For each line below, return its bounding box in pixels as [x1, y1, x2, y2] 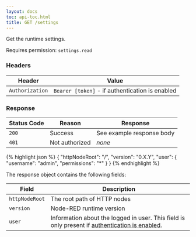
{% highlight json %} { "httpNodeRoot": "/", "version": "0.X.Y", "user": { [6, 153, 177, 160]
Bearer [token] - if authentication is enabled [53, 86, 177, 94]
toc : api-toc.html [6, 14, 51, 20]
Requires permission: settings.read [6, 47, 92, 54]
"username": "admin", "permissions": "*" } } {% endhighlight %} [6, 159, 160, 167]
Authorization [9, 87, 48, 94]
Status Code [9, 119, 45, 127]
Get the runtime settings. [6, 36, 66, 43]
